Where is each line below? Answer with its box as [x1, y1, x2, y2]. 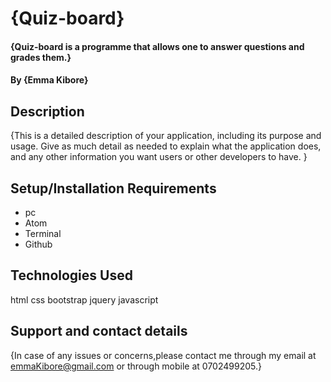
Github [24, 238, 53, 250]
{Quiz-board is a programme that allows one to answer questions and [10, 40, 305, 52]
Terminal [24, 228, 62, 239]
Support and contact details [10, 323, 188, 340]
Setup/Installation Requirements [10, 180, 217, 197]
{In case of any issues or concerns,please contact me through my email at [10, 349, 317, 361]
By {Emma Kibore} [10, 74, 89, 86]
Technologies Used [10, 267, 133, 284]
